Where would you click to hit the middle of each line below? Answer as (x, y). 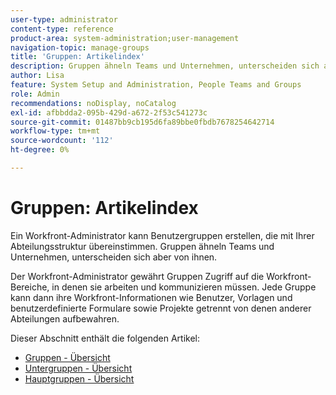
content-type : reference (62, 29)
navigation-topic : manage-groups (80, 47)
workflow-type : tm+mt (55, 131)
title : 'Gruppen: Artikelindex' (77, 57)
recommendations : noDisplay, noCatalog (93, 103)
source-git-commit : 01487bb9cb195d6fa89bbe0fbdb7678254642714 (142, 122)
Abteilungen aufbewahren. (65, 318)
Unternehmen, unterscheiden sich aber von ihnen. (114, 257)
